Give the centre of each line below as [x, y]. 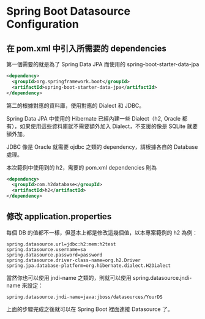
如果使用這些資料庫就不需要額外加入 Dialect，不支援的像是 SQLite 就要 [108, 126]
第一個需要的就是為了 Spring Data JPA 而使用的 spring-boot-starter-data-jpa [103, 64]
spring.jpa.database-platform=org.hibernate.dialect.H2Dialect [89, 265]
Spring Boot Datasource [68, 11]
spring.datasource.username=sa [46, 249]
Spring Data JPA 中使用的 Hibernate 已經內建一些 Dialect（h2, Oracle [94, 118]
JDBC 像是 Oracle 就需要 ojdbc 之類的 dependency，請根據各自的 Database [102, 147]
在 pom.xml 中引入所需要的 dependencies [86, 48]
